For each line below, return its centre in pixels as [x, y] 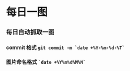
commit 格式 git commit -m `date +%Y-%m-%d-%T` [66, 47]
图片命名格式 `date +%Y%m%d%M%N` [46, 62]
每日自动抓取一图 [30, 32]
